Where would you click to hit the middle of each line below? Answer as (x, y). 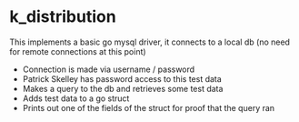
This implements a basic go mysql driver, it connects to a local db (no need (150, 42)
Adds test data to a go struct (76, 98)
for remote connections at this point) (78, 51)
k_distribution (63, 17)
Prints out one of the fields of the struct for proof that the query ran (149, 107)
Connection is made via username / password (109, 69)
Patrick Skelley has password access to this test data (122, 78)
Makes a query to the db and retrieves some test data (123, 88)
